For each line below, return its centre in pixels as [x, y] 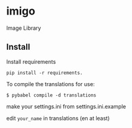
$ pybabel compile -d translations [51, 95]
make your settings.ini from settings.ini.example [66, 106]
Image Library [24, 28]
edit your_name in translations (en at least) [58, 118]
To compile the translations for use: [51, 84]
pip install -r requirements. [45, 73]
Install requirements [31, 61]
